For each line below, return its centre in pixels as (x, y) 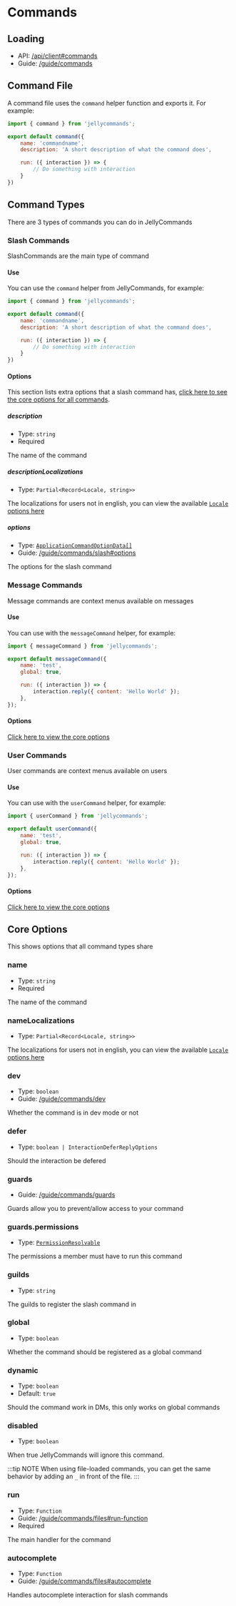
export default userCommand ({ (52, 829)
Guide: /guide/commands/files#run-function (83, 1518)
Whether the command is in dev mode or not (73, 1113)
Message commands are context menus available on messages (101, 600)
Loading (26, 39)
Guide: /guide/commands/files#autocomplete (84, 1581)
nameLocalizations (41, 1021)
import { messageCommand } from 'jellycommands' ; (83, 646)
